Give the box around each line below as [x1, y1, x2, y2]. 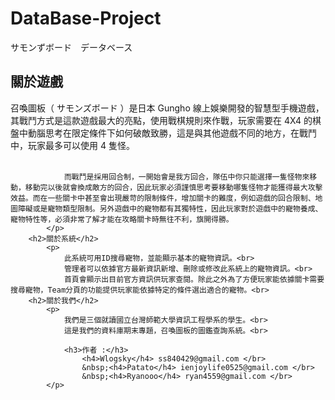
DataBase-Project [10, 7, 162, 30]
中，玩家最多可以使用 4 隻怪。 [10, 139, 135, 151]
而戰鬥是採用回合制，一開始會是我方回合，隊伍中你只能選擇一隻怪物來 [63, 172, 310, 182]
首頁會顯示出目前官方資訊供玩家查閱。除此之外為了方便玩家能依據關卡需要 [63, 274, 325, 284]
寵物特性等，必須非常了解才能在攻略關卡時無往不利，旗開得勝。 [10, 214, 234, 224]
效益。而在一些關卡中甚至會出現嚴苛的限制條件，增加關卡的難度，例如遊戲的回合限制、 [10, 193, 316, 203]
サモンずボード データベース [10, 41, 133, 53]
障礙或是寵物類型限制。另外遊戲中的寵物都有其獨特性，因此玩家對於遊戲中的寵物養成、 [17, 203, 323, 214]
